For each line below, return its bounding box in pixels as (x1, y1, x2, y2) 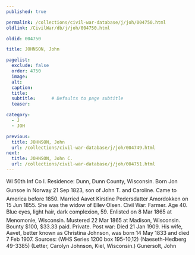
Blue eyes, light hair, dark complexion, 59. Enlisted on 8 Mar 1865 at (6, 208, 172, 215)
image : (11, 74, 28, 79)
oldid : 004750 (6, 36, 42, 42)
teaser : (11, 101, 31, 107)
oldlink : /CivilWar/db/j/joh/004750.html (6, 25, 111, 31)
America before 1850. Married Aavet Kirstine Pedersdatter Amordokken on (6, 195, 188, 202)
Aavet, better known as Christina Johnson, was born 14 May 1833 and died (6, 229, 190, 236)
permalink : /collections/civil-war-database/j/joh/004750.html (6, 19, 166, 26)
